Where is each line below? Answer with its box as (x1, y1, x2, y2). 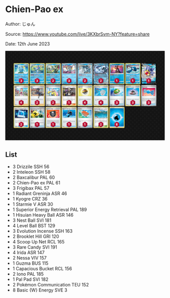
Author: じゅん (5, 21, 35, 27)
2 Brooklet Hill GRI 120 (12, 233, 59, 239)
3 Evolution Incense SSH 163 (12, 228, 73, 234)
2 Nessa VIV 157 (12, 255, 47, 261)
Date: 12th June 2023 (5, 40, 50, 46)
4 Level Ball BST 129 (12, 223, 56, 229)
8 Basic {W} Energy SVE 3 (12, 287, 67, 293)
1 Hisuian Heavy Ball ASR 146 (12, 212, 74, 218)
